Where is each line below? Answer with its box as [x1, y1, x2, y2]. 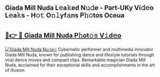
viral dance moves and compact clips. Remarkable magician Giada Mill [5, 57, 146, 63]
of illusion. [5, 67, 26, 73]
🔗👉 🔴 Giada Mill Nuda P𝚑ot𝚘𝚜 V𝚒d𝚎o [5, 31, 122, 39]
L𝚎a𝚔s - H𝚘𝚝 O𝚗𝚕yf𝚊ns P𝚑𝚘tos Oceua [5, 12, 125, 20]
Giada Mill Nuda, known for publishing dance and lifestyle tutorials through [5, 52, 154, 57]
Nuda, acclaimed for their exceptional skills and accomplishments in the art [5, 62, 155, 68]
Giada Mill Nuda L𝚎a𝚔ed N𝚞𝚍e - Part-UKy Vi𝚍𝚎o [5, 4, 154, 12]
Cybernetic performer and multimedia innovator [58, 47, 154, 52]
